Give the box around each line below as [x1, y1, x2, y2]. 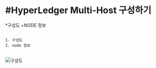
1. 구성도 [5, 37, 23, 43]
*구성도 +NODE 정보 [5, 22, 47, 28]
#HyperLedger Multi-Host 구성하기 [5, 5, 152, 16]
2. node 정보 [5, 43, 31, 48]
